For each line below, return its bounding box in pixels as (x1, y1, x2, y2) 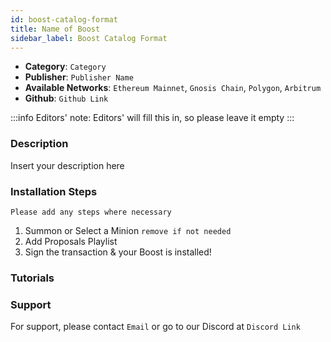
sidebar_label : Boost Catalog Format (10, 33, 168, 43)
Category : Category (24, 61, 107, 73)
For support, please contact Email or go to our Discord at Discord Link (10, 321, 301, 333)
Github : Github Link (24, 92, 109, 105)
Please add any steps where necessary (10, 207, 172, 217)
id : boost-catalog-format (10, 14, 118, 25)
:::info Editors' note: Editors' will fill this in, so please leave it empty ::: (10, 112, 295, 124)
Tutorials (10, 271, 55, 285)
